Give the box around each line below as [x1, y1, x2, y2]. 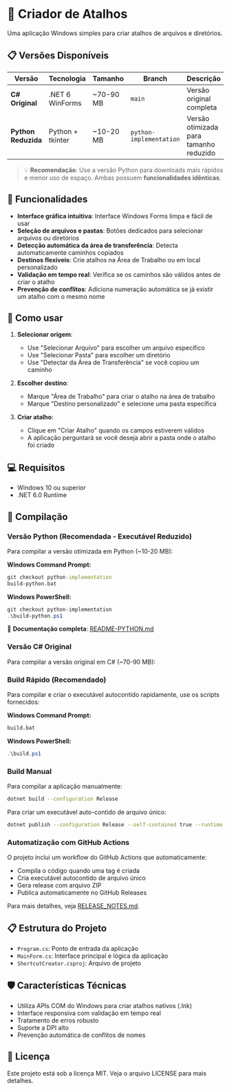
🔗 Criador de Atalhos [7, 6, 128, 22]
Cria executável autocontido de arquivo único [16, 874, 146, 882]
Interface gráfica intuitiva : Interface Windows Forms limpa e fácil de [16, 211, 213, 220]
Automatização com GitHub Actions [7, 837, 130, 847]
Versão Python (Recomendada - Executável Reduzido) [7, 532, 192, 541]
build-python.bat [7, 580, 57, 587]
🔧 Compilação [7, 511, 68, 523]
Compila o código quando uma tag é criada [16, 867, 140, 875]
